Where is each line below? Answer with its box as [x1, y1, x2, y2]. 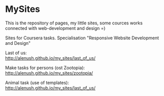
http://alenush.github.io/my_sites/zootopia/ [5, 70, 93, 76]
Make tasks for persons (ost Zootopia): [5, 65, 85, 71]
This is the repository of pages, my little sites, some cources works [5, 20, 143, 26]
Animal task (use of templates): [5, 80, 69, 86]
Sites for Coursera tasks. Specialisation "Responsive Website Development [5, 35, 160, 41]
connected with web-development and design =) [5, 25, 106, 31]
